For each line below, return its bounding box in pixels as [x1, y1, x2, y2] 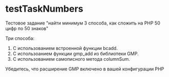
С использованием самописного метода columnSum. [12, 56, 130, 62]
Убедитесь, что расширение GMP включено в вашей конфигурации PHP [5, 66, 164, 72]
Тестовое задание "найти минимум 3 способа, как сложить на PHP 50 [5, 20, 160, 26]
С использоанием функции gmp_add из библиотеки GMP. [12, 50, 139, 57]
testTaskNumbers [5, 3, 84, 15]
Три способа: [5, 35, 35, 41]
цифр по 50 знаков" [5, 25, 49, 31]
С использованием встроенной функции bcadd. [12, 45, 118, 51]
